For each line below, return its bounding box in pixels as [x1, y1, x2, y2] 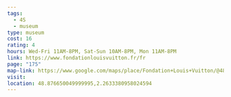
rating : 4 [7, 42, 36, 48]
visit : [7, 73, 26, 81]
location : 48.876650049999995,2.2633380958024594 [7, 80, 153, 87]
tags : [7, 10, 23, 17]
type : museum [7, 29, 45, 36]
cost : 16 [7, 36, 32, 42]
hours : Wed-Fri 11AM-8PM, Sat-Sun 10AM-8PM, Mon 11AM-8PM [7, 48, 177, 55]
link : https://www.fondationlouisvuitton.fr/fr [7, 55, 146, 61]
